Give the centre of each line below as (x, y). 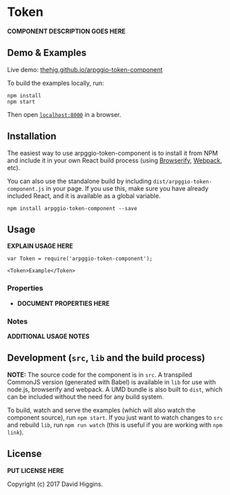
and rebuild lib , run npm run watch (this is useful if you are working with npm (115, 424)
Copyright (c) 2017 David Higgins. (55, 484)
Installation (32, 137)
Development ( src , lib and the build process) (106, 358)
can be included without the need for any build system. (86, 396)
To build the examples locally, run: (56, 83)
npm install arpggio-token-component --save (72, 208)
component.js (26, 189)
